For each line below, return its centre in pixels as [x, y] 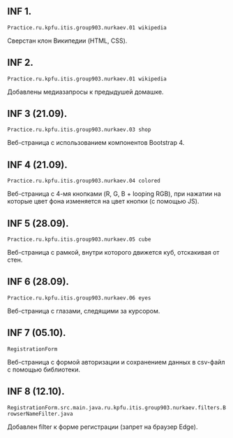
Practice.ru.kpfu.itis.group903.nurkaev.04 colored [84, 181]
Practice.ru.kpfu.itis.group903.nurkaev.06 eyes [79, 298]
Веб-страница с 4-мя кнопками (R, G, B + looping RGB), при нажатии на [114, 194]
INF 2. [20, 63]
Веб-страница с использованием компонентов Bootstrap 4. [96, 143]
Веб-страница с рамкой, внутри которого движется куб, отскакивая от [113, 253]
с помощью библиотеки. [44, 369]
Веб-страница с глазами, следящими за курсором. [84, 311]
